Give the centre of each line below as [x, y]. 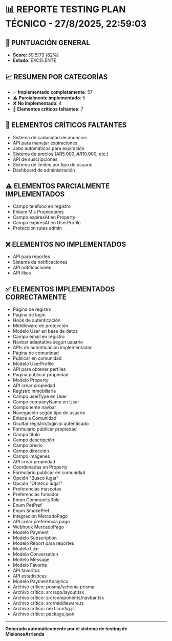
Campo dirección [31, 451]
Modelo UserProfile [33, 364]
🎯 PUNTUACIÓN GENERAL [48, 43]
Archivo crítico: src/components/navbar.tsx [58, 598]
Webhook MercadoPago [38, 527]
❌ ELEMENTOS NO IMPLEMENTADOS [66, 244]
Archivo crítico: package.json [44, 614]
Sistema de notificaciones [40, 262]
